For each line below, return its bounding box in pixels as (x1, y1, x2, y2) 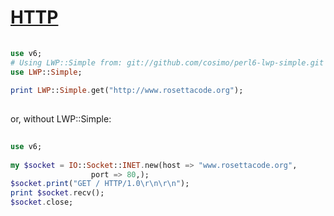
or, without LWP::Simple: (10, 113, 112, 125)
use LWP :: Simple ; (10, 67, 83, 77)
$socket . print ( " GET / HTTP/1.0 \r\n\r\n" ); (10, 179, 190, 189)
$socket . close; (10, 197, 74, 208)
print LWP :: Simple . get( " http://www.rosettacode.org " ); (10, 86, 244, 96)
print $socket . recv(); (10, 188, 105, 198)
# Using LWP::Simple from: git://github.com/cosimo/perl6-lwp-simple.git (10, 57, 325, 68)
